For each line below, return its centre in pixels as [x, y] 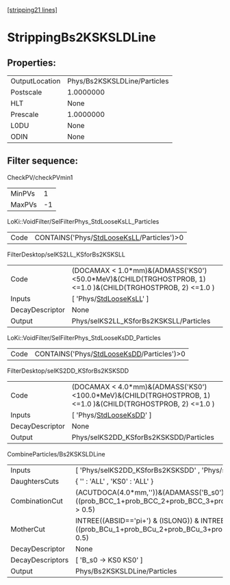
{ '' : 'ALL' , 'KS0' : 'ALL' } [114, 481]
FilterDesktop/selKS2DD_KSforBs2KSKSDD [68, 370]
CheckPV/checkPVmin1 [40, 177]
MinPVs [23, 193]
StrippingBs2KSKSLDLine [81, 38]
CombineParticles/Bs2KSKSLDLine [56, 454]
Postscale [26, 92]
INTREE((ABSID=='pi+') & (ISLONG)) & [137, 521]
